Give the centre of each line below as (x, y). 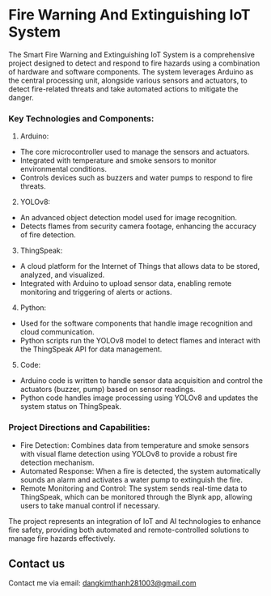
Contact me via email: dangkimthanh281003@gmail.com (102, 583)
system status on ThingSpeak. (70, 407)
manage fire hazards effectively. (62, 538)
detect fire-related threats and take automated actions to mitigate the (123, 89)
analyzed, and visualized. (62, 275)
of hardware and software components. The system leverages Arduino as (131, 71)
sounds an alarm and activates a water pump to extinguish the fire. (131, 479)
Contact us (37, 563)
